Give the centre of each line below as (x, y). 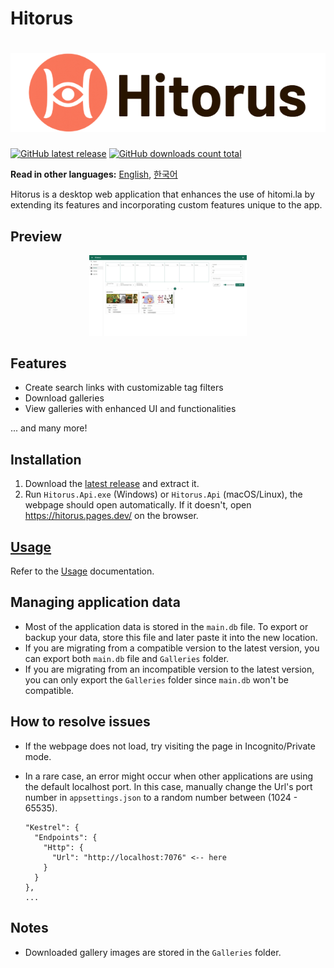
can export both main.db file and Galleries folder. (127, 658)
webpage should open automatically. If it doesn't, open (138, 505)
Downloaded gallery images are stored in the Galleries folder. (153, 952)
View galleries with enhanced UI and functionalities (130, 409)
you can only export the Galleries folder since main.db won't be (156, 679)
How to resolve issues (80, 722)
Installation (46, 459)
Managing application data (95, 602)
